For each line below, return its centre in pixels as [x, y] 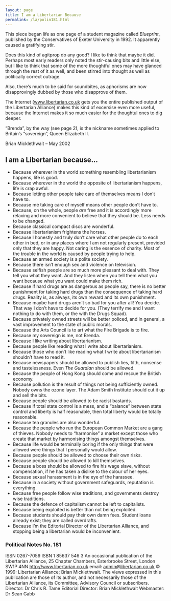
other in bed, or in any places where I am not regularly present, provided [89, 243]
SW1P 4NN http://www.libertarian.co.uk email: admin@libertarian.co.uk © [83, 567]
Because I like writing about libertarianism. [57, 341]
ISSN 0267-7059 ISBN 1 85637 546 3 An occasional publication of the [79, 556]
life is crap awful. [31, 189]
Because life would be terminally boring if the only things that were [83, 444]
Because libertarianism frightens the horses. [59, 232]
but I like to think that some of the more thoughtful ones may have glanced [83, 66]
